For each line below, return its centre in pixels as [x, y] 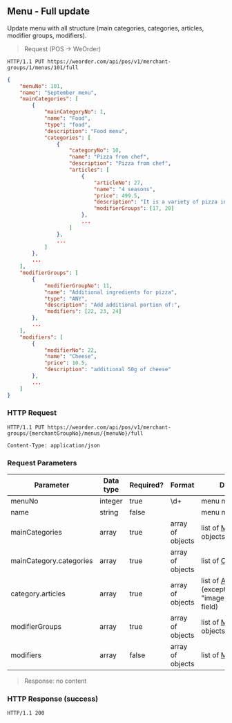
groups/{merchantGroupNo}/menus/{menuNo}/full [75, 433]
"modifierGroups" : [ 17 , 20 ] [134, 208]
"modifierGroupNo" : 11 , [78, 286]
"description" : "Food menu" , [86, 131]
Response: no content [55, 681]
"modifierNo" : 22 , [70, 350]
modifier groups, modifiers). [47, 35]
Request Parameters [42, 463]
